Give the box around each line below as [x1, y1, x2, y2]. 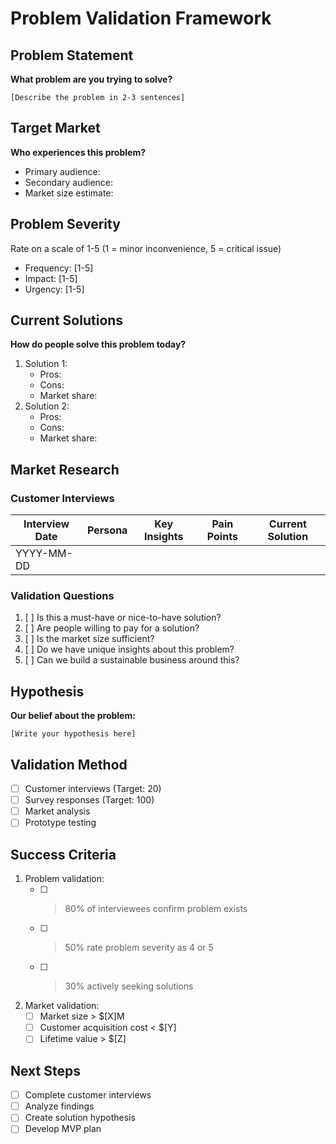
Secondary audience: [24, 176, 114, 188]
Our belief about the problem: [10, 710, 136, 722]
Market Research [10, 461, 120, 478]
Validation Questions [10, 589, 115, 603]
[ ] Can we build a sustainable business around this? [24, 654, 240, 666]
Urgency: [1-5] [24, 283, 85, 295]
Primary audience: [24, 165, 101, 177]
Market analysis [24, 805, 91, 817]
